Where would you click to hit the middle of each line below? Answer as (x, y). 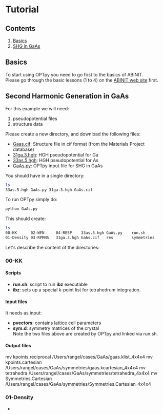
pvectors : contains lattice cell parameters (57, 323)
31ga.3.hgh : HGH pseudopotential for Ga (55, 154)
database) (23, 149)
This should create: (26, 219)
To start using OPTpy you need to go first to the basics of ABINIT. (74, 74)
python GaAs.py (22, 209)
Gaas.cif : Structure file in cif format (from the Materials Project (79, 144)
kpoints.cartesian (24, 362)
